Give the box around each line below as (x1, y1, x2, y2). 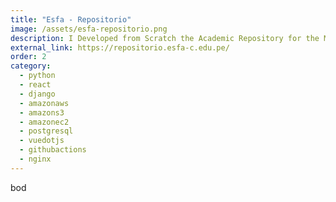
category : (10, 61, 52, 71)
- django (19, 89, 56, 99)
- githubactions (19, 145, 87, 155)
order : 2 (10, 52, 47, 62)
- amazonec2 (19, 117, 70, 127)
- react (19, 80, 52, 90)
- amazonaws (19, 98, 70, 108)
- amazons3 (19, 107, 65, 118)
